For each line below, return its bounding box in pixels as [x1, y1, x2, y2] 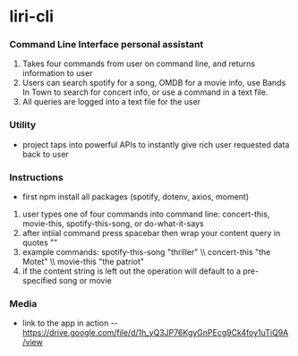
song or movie [58, 275, 112, 286]
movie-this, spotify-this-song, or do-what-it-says [21, 218, 204, 229]
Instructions [9, 171, 64, 183]
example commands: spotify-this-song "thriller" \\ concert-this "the [21, 247, 271, 258]
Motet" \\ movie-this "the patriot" [21, 257, 145, 267]
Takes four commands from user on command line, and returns [21, 58, 256, 69]
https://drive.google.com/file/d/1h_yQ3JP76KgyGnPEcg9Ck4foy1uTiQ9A [21, 327, 289, 338]
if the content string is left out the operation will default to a [21, 266, 242, 276]
